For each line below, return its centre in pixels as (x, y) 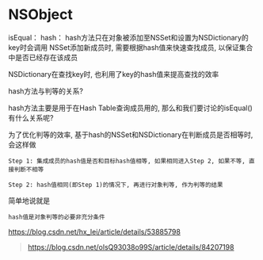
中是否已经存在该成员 (43, 57)
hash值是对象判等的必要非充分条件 (57, 217)
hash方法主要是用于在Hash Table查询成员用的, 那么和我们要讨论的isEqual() (131, 108)
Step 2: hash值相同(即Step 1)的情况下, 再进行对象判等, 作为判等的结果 (116, 185)
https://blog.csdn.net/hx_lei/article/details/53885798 (94, 231)
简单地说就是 (29, 201)
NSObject (40, 15)
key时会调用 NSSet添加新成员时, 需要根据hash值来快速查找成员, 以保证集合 (131, 47)
